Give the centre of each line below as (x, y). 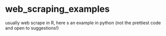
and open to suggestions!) (32, 28)
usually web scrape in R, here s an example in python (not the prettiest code (83, 23)
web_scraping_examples (57, 9)
